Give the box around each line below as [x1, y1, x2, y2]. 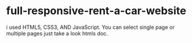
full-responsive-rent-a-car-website [6, 4, 187, 18]
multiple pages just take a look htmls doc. [6, 29, 109, 37]
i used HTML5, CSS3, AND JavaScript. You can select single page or [6, 24, 175, 31]
